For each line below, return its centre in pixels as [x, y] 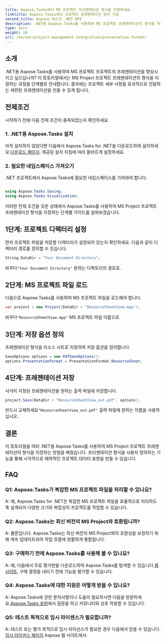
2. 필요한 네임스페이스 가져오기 [40, 166]
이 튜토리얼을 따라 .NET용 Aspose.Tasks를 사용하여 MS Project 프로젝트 [75, 446]
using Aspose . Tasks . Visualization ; [42, 196]
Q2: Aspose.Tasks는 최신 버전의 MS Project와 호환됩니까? [73, 521]
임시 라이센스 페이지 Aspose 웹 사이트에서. [46, 635]
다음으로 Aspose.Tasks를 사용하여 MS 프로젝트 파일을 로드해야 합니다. [73, 298]
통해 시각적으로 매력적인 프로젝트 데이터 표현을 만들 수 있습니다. [75, 459]
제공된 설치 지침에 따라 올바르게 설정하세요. [83, 152]
